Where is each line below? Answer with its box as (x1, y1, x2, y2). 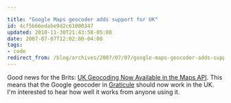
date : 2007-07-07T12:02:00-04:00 (7, 35, 103, 42)
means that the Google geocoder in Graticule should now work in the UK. (7, 80, 214, 89)
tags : (7, 42, 23, 49)
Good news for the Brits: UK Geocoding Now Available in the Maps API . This (7, 73, 223, 81)
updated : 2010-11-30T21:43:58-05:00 (7, 29, 112, 36)
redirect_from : (7, 54, 51, 62)
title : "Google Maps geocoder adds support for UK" (7, 16, 158, 23)
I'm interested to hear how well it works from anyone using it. (7, 87, 180, 96)
